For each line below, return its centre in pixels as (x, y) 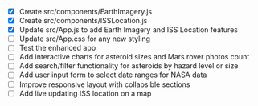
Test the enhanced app (57, 48)
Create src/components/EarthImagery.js (86, 12)
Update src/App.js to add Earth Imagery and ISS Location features (129, 30)
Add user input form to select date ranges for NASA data (113, 75)
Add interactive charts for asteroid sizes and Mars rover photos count (134, 57)
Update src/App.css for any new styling (84, 39)
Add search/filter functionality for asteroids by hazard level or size (129, 66)
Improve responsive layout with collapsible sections (104, 84)
